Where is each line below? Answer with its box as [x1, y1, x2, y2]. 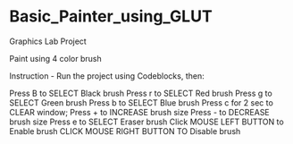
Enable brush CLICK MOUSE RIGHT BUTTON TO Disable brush [9, 125, 241, 136]
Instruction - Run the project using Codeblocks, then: [9, 70, 205, 81]
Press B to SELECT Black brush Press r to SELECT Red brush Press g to [9, 88, 272, 98]
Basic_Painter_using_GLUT [9, 6, 213, 27]
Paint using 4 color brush [9, 53, 102, 64]
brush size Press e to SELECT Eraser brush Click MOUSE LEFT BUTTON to [9, 116, 284, 127]
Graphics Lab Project [9, 36, 87, 47]
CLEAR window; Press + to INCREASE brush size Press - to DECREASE [9, 106, 270, 117]
